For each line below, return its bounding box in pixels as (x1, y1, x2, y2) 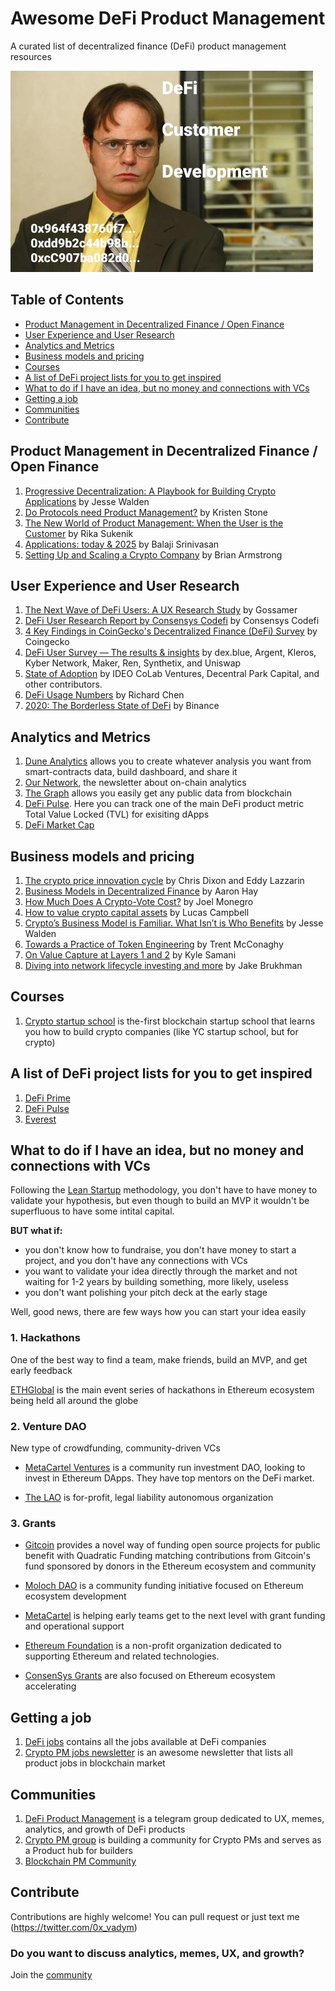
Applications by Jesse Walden (24, 495, 150, 507)
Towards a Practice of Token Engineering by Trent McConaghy (24, 938, 284, 950)
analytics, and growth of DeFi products (24, 1823, 186, 1835)
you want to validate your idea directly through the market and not (24, 1265, 298, 1277)
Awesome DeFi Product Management (10, 7, 326, 30)
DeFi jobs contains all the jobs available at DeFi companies (24, 1736, 267, 1748)
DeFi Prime (24, 1092, 71, 1104)
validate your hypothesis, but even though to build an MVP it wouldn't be (10, 1195, 310, 1207)
